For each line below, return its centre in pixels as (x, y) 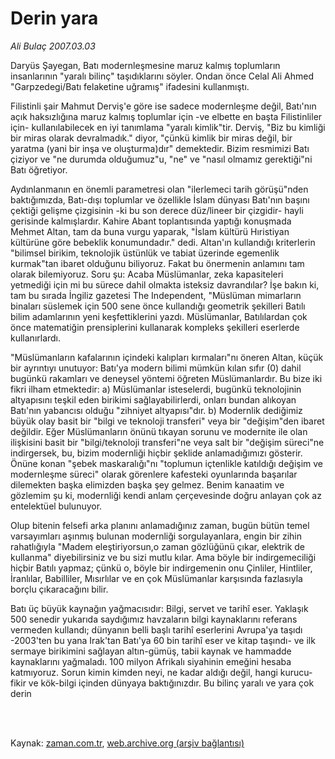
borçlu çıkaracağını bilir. (59, 589)
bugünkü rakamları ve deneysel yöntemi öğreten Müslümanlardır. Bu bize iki (166, 378)
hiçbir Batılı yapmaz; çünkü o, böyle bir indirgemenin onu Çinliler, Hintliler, (161, 568)
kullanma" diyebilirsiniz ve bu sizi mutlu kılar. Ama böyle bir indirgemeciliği (163, 557)
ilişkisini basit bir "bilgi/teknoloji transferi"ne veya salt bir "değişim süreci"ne (167, 442)
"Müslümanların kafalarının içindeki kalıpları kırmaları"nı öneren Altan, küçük (167, 357)
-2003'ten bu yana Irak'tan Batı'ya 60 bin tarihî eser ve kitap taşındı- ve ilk (163, 640)
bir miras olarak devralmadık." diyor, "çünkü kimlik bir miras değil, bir (151, 138)
